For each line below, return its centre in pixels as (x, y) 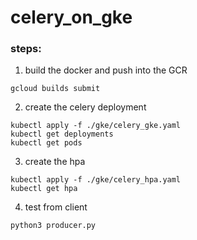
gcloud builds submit (55, 89)
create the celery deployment (85, 107)
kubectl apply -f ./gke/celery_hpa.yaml (96, 180)
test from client (56, 207)
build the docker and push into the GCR (106, 70)
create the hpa (55, 162)
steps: (26, 49)
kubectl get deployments (62, 134)
